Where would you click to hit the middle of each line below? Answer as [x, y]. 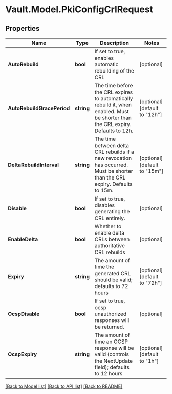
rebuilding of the [114, 71]
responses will [112, 320]
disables [105, 205]
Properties [23, 29]
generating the [112, 212]
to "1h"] [149, 361]
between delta [112, 145]
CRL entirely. [110, 218]
